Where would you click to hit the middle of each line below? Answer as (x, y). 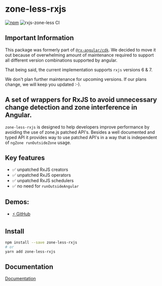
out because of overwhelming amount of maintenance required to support (80, 55)
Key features (25, 158)
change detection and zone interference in (71, 107)
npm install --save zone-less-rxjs (41, 242)
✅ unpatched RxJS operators (41, 175)
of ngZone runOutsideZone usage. (38, 143)
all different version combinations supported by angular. (61, 60)
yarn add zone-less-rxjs (30, 251)
